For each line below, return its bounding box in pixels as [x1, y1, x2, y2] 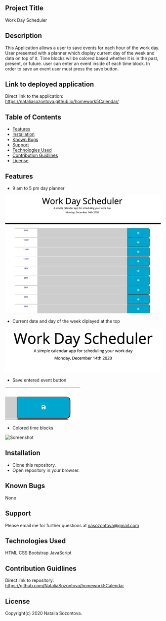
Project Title [5, 4, 43, 12]
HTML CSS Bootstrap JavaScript [5, 550, 72, 556]
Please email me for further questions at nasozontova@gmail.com [5, 522, 139, 528]
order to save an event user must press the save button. [5, 65, 119, 71]
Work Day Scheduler [5, 17, 47, 23]
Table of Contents [5, 113, 62, 121]
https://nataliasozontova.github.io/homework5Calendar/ [5, 99, 119, 105]
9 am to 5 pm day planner [12, 186, 65, 191]
